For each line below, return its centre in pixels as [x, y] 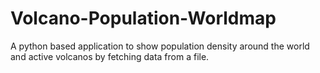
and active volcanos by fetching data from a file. [110, 56]
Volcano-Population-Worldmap [143, 18]
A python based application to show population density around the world [160, 46]
